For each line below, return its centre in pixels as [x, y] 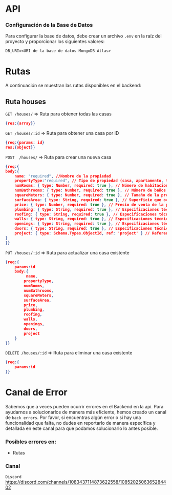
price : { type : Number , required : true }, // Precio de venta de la [89, 205]
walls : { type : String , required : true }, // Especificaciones [83, 219]
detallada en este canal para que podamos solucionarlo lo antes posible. [82, 428]
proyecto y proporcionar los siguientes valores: [55, 42]
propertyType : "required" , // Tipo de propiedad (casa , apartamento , [89, 181]
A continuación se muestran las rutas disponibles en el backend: [73, 86]
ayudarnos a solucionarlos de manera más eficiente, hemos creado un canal [86, 412]
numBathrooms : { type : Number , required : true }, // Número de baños [90, 190]
